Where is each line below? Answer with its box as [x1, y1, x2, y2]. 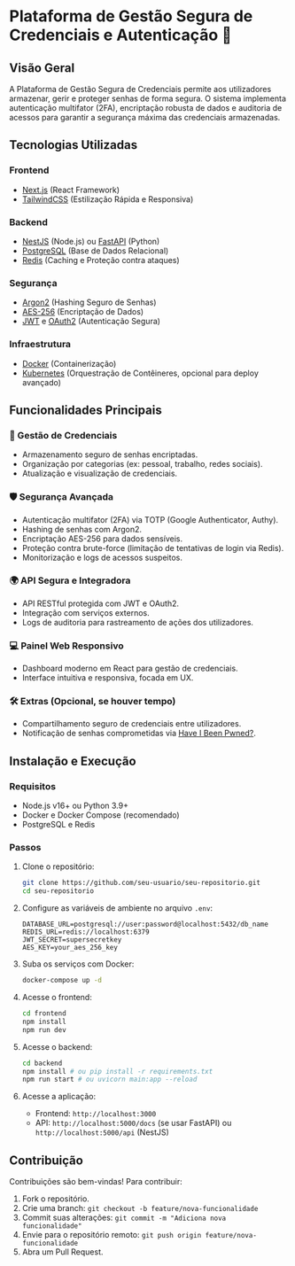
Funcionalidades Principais [9, 402, 162, 417]
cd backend [21, 1059, 63, 1068]
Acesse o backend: [21, 1041, 93, 1052]
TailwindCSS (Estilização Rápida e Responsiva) [21, 193, 194, 205]
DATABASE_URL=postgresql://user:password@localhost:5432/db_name [21, 920, 268, 929]
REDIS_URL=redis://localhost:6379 [21, 928, 150, 936]
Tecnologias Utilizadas [9, 137, 138, 152]
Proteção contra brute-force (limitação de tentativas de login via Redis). [21, 542, 284, 553]
